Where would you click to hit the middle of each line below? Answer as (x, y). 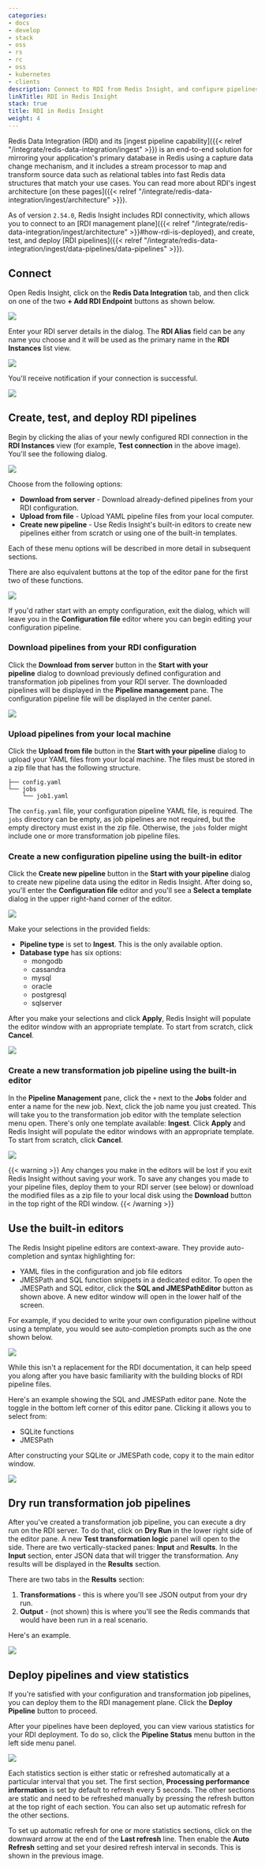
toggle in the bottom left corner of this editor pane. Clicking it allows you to (130, 1408)
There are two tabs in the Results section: (76, 1579)
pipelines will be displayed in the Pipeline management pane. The (116, 690)
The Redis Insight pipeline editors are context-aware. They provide (116, 1247)
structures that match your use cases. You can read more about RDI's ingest (132, 183)
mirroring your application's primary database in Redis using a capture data (131, 157)
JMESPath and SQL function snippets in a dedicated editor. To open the (136, 1280)
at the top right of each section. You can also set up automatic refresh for (127, 1807)
